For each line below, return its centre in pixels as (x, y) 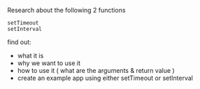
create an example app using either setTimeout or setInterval (105, 78)
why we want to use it (49, 63)
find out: (19, 42)
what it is (30, 56)
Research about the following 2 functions (66, 10)
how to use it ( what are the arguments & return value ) (96, 70)
